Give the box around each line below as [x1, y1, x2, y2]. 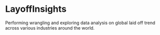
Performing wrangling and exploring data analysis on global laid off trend [5, 20, 155, 26]
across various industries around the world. [5, 25, 95, 31]
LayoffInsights [5, 3, 66, 15]
